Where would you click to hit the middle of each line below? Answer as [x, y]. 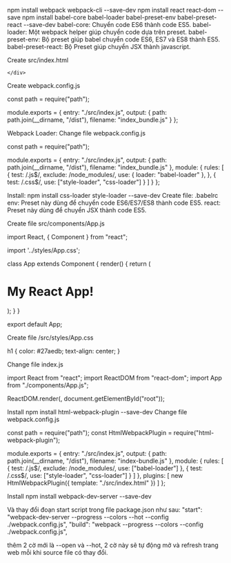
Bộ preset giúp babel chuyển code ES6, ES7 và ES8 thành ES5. [131, 39]
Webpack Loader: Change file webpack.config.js [77, 133]
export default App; [35, 324]
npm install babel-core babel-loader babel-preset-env [99, 17]
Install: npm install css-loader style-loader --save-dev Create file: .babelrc [113, 195]
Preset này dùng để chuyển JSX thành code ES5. [77, 210]
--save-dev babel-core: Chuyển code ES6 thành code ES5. [107, 25]
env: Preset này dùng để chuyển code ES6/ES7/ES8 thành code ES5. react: [114, 203]
